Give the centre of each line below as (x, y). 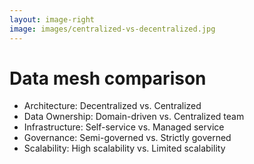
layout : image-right (52, 19)
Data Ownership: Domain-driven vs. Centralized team (134, 117)
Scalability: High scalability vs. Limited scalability (124, 148)
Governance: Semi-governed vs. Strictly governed (127, 138)
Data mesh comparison (108, 78)
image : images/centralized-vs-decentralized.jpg (112, 29)
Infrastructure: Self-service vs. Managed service (124, 127)
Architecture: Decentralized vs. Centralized (112, 106)
